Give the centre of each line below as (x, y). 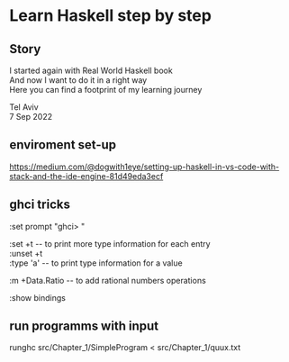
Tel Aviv (24, 107)
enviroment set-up (63, 145)
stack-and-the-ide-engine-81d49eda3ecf (86, 176)
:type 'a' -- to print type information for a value (96, 263)
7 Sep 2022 (31, 117)
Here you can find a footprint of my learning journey (106, 90)
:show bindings (37, 297)
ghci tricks (40, 205)
